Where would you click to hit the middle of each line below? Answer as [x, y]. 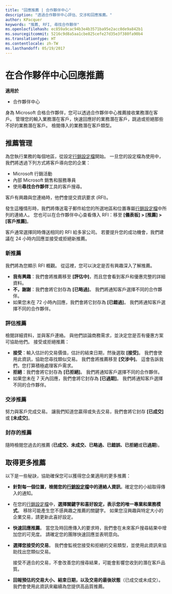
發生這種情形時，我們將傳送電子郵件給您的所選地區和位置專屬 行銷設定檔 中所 [86, 208]
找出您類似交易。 [35, 552]
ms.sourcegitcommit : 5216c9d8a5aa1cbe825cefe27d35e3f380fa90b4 [74, 34]
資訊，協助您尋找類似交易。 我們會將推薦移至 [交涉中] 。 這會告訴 [91, 359]
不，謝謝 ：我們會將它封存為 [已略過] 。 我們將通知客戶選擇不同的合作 [85, 289]
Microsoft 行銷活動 [33, 174]
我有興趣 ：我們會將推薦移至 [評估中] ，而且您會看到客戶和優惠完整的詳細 [89, 276]
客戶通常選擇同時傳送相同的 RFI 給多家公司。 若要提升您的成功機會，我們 [82, 232]
